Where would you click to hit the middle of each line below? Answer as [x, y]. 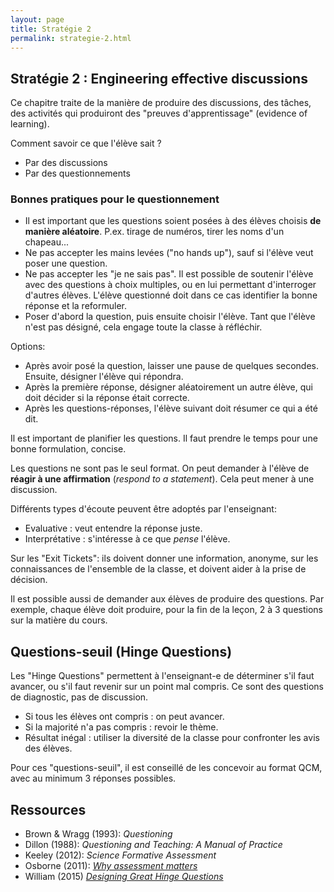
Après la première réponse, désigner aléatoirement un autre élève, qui [168, 387]
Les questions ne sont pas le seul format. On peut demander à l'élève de [160, 468]
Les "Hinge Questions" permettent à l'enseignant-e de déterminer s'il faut [162, 676]
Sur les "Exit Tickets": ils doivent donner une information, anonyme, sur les [164, 558]
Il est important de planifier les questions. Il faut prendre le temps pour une [164, 438]
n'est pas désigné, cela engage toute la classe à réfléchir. [143, 327]
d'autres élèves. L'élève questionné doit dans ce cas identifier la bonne [171, 295]
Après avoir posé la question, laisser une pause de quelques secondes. [172, 366]
